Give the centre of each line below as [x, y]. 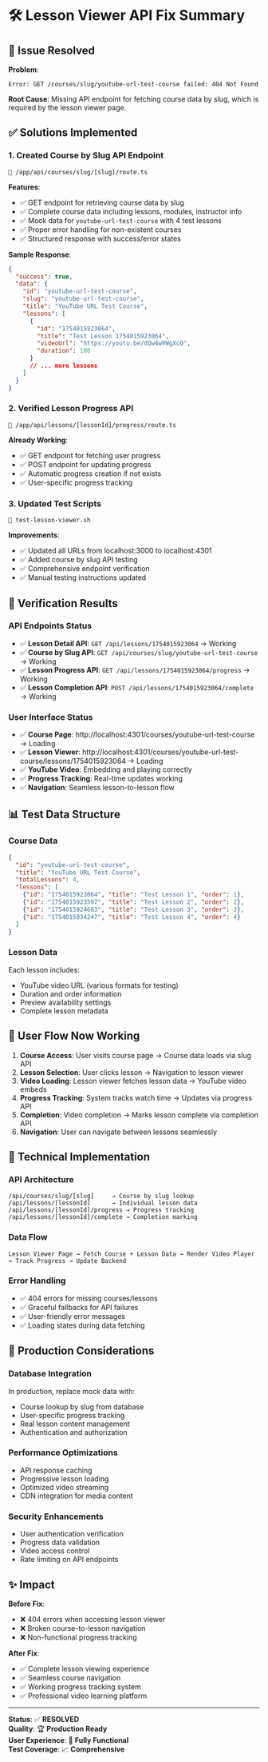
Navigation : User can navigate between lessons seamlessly [118, 1132]
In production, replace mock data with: [72, 1391]
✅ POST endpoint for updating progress [85, 464]
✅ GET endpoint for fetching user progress [90, 455]
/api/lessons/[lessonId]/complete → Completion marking [103, 1217]
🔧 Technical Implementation [79, 1157]
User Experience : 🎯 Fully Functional [69, 1740]
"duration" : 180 [64, 351]
